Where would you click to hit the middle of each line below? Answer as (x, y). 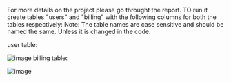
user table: (22, 45)
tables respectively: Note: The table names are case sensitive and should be (115, 24)
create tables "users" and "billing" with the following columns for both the (112, 17)
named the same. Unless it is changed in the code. (79, 31)
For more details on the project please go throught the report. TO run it (108, 10)
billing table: (50, 58)
